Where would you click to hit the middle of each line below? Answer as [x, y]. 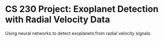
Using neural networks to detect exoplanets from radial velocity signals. [78, 33]
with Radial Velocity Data [58, 20]
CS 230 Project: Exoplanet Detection [82, 9]
